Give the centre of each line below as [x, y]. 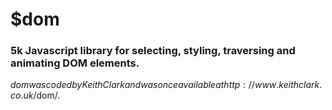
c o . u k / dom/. [35, 95]
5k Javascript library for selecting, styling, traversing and [153, 51]
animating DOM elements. [75, 63]
